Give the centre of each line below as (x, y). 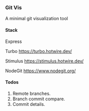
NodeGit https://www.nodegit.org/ (40, 71)
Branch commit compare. (39, 99)
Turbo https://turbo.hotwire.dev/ (38, 51)
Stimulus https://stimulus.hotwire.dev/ (44, 61)
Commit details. (29, 104)
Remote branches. (31, 93)
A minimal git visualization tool (37, 19)
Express (14, 41)
